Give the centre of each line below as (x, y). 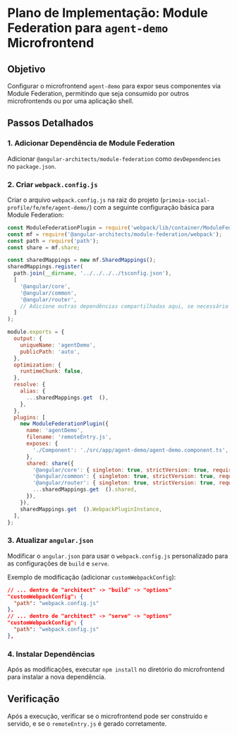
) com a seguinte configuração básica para (152, 207)
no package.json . (32, 166)
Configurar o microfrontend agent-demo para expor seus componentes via (114, 86)
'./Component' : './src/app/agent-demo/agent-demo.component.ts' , (131, 450)
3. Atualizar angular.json (50, 540)
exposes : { (42, 444)
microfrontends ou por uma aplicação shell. (71, 101)
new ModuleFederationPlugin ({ (65, 424)
